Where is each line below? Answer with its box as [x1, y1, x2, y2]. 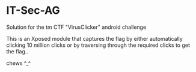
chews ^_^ [6, 59, 31, 67]
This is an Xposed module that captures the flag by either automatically [6, 35, 183, 42]
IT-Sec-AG [6, 4, 60, 17]
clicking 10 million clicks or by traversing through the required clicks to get [6, 41, 191, 49]
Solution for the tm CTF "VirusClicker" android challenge [6, 23, 147, 31]
